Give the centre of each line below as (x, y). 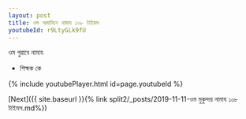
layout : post (30, 15)
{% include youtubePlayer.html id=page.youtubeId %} (96, 84)
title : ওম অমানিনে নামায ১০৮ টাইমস (54, 23)
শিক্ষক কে (30, 69)
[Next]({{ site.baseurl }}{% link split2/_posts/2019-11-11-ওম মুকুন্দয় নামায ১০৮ (123, 99)
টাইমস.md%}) (28, 108)
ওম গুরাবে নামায (26, 53)
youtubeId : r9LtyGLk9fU (47, 30)
